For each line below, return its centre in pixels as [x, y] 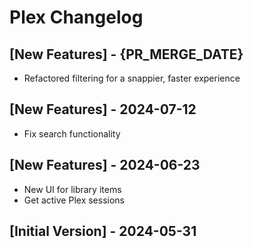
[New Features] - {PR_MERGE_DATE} [126, 54]
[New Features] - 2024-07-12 [103, 109]
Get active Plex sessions [74, 200]
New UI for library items [72, 189]
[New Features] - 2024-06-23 [105, 165]
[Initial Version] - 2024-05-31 [103, 231]
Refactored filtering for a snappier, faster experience [132, 78]
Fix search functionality [72, 133]
